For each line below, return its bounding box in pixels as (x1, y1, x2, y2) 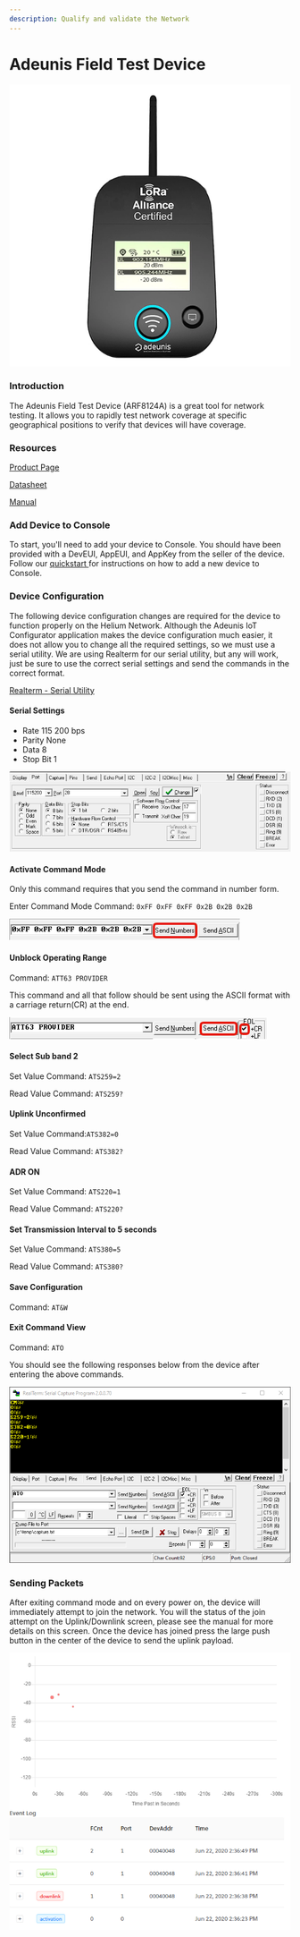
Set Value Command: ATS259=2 (9, 1070, 121, 1082)
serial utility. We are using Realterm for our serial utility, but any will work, (9, 649, 279, 659)
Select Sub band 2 (9, 1051, 79, 1062)
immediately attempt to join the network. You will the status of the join (9, 1607, 266, 1618)
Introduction (9, 380, 64, 393)
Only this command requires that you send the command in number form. (9, 884, 279, 895)
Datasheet (9, 480, 47, 490)
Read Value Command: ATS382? (9, 1145, 124, 1156)
